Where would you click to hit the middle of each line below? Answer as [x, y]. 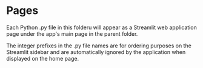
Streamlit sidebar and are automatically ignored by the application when [96, 52]
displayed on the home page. [43, 58]
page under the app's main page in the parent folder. [72, 33]
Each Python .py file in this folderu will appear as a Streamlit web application [101, 27]
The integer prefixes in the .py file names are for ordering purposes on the [99, 46]
